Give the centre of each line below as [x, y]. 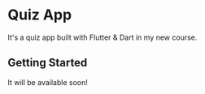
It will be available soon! [48, 82]
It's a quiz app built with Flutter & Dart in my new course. [102, 37]
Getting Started [48, 63]
